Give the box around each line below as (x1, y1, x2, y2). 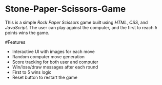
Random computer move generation (12, 53, 85, 59)
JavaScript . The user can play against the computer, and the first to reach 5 (5, 24, 158, 30)
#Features (5, 39, 26, 45)
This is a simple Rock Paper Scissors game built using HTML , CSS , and (5, 19, 148, 25)
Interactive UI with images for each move (12, 49, 95, 54)
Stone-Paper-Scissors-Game (5, 3, 126, 15)
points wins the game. (5, 30, 50, 35)
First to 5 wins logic (12, 69, 52, 75)
